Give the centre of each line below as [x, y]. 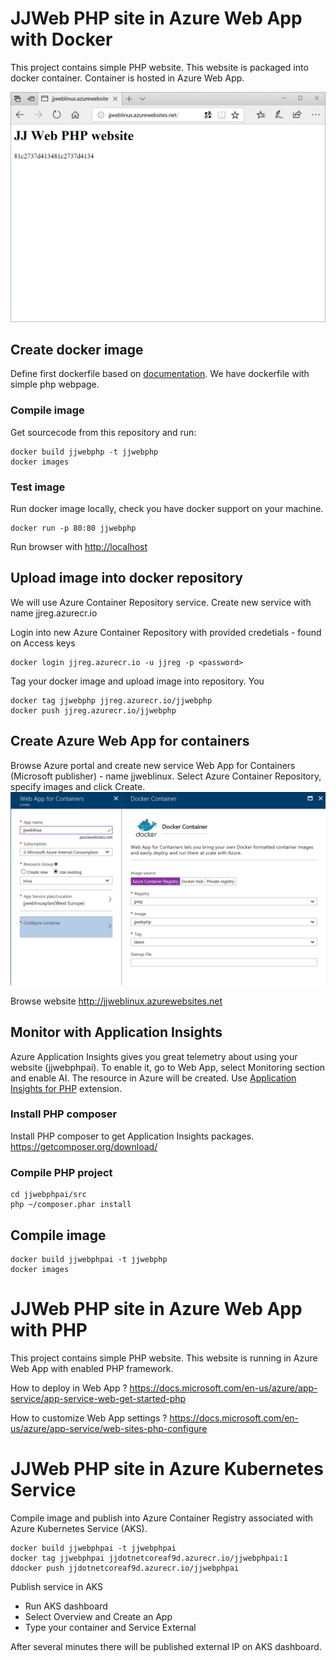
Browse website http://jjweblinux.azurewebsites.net [116, 1001]
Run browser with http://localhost [79, 546]
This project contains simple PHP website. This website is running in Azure [164, 1358]
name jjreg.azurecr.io [54, 613]
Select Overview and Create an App [98, 1616]
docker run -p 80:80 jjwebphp [73, 528]
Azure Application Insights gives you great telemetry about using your [154, 1056]
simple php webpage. [55, 384]
